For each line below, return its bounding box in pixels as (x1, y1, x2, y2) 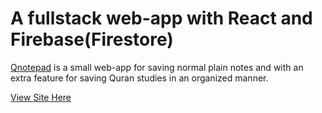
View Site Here (10, 91, 72, 103)
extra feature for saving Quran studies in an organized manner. (10, 72, 269, 84)
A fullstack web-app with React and (10, 7, 313, 30)
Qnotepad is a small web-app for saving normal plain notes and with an (10, 61, 304, 73)
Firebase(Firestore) (10, 28, 174, 51)
